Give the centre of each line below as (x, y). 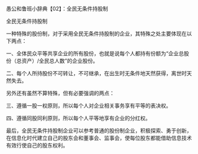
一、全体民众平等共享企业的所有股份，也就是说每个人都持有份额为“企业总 (95, 53)
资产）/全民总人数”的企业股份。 (60, 61)
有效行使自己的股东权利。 (37, 145)
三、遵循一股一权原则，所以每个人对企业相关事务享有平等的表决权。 (89, 106)
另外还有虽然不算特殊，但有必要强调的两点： (60, 93)
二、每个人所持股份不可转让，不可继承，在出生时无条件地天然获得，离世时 (96, 73)
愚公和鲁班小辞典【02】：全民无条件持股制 (57, 9)
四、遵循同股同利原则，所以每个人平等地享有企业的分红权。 (78, 118)
